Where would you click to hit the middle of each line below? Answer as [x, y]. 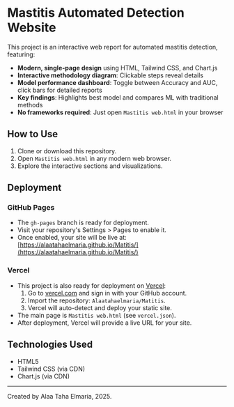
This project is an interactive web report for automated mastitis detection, [112, 47]
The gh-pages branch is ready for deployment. [83, 223]
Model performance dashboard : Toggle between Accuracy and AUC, [117, 82]
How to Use [33, 134]
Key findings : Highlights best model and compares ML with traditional [118, 97]
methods [30, 105]
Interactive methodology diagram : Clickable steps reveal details [110, 75]
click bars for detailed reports [60, 90]
